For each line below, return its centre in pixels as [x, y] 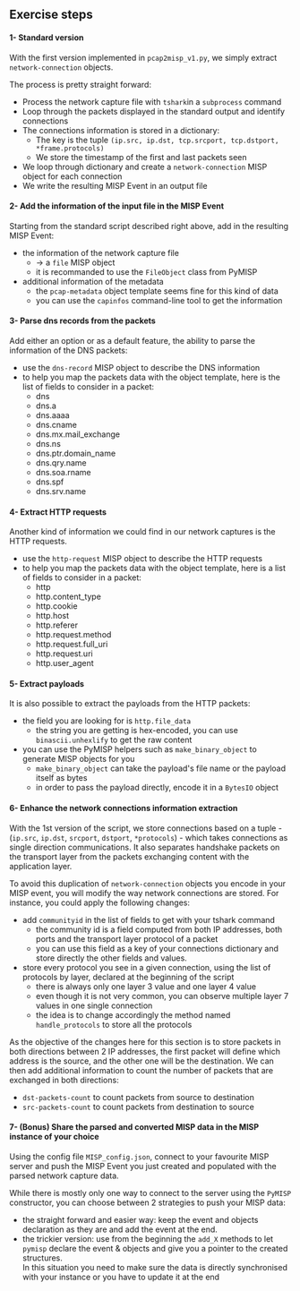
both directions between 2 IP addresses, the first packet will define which [145, 1051]
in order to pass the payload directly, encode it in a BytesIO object [157, 788]
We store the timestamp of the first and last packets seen [141, 157]
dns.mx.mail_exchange [78, 434]
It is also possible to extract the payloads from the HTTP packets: [130, 704]
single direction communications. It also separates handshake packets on [145, 847]
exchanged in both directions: [64, 1080]
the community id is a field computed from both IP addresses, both [159, 929]
